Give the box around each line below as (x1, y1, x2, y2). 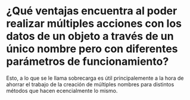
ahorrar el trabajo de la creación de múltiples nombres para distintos (6, 80, 175, 87)
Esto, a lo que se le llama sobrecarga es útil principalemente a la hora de (6, 74, 184, 82)
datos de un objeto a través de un (6, 30, 174, 43)
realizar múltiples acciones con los (6, 17, 182, 30)
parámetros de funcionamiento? (6, 55, 169, 68)
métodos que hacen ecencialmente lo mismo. (6, 87, 118, 94)
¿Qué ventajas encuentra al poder (6, 4, 177, 18)
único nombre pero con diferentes (6, 42, 178, 56)
